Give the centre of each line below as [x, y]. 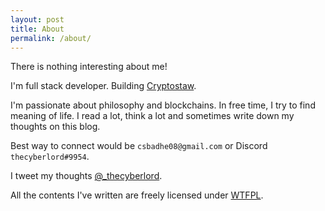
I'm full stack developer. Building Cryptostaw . [103, 86]
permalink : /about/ [51, 38]
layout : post [37, 19]
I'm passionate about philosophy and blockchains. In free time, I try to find [163, 105]
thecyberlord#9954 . [50, 157]
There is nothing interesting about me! [89, 67]
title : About [37, 29]
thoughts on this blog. [55, 127]
